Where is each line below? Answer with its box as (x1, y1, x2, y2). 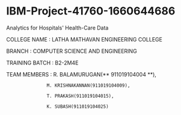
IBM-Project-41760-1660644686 (6, 4, 176, 18)
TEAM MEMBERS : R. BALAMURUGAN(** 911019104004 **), (6, 70, 156, 78)
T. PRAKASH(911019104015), (46, 93, 114, 99)
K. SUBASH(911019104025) (46, 104, 109, 110)
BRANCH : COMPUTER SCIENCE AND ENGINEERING (6, 47, 137, 55)
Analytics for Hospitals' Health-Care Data (6, 24, 109, 31)
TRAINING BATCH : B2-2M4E (6, 59, 79, 66)
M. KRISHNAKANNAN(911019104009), (46, 82, 130, 89)
